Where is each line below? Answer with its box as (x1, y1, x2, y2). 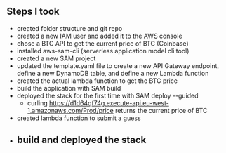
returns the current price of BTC (114, 106, 208, 114)
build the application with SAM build (16, 84, 121, 92)
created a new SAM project (16, 54, 96, 62)
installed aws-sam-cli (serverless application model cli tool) (16, 46, 190, 55)
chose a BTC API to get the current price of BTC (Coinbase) (16, 39, 189, 48)
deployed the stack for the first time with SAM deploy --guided (16, 91, 199, 100)
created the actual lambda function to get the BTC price (16, 76, 178, 85)
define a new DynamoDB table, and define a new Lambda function (16, 69, 209, 77)
